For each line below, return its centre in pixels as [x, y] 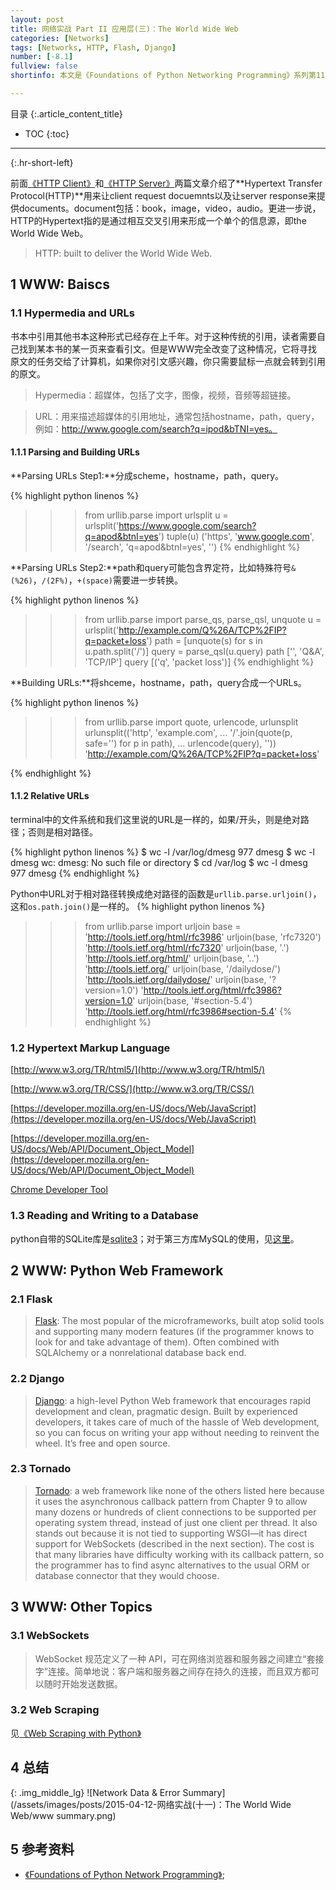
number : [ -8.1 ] [42, 57]
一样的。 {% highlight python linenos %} [182, 906]
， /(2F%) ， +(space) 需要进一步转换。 [108, 580]
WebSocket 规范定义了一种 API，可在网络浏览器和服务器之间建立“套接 [179, 1658]
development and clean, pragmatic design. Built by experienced [166, 1411]
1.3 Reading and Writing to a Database [104, 1216]
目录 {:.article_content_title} [66, 113]
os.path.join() [60, 907]
